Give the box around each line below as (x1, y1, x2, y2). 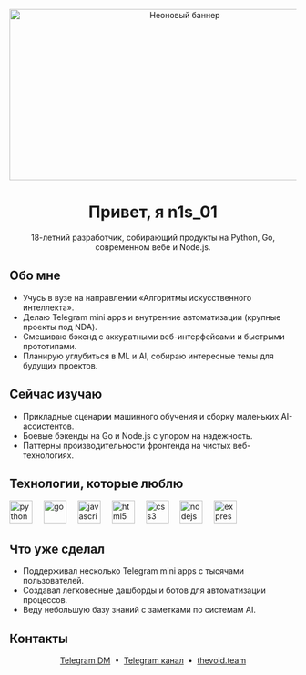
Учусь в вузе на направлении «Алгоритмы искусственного (22, 292, 252, 303)
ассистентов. (22, 421, 75, 431)
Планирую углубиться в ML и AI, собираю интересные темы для (22, 350, 275, 361)
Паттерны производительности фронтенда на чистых (22, 440, 231, 451)
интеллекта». (22, 302, 75, 313)
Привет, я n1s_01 (87, 202, 219, 223)
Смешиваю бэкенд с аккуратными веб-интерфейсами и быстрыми (22, 331, 285, 342)
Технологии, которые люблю (9, 475, 184, 491)
